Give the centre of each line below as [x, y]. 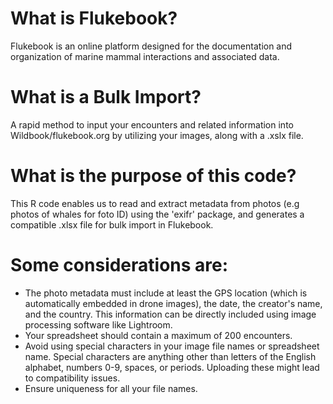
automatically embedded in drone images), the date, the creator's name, [173, 303]
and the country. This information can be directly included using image [170, 314]
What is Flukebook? [94, 18]
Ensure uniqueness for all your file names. [111, 388]
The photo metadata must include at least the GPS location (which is [166, 293]
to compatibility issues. [72, 378]
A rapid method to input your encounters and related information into [152, 124]
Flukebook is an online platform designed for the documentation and [151, 46]
